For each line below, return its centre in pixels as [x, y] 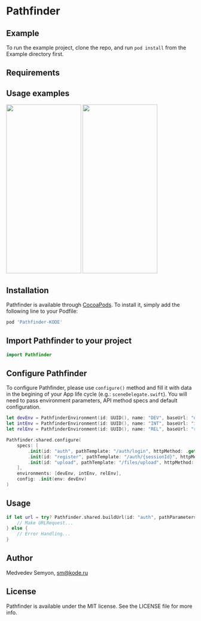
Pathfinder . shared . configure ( [44, 440]
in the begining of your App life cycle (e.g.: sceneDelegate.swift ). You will [97, 394]
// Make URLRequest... [45, 523]
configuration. [23, 407]
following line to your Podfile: [42, 311]
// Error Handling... [44, 534]
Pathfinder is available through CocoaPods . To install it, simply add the [93, 305]
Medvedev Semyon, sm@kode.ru [47, 572]
